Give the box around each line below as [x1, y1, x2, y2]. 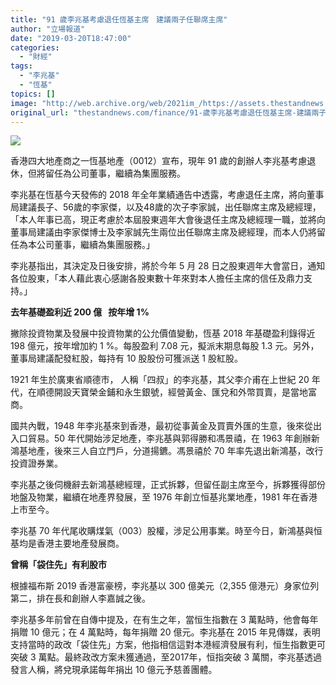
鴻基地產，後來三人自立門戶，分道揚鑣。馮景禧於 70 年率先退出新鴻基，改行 [10, 445, 324, 457]
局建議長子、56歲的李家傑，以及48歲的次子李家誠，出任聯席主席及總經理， [10, 201, 322, 213]
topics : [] [10, 89, 56, 99]
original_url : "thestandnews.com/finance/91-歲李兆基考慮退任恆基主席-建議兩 [10, 107, 320, 118]
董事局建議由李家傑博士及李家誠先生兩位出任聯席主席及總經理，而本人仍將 [10, 226, 317, 238]
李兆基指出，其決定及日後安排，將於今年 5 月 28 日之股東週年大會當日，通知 [10, 260, 326, 272]
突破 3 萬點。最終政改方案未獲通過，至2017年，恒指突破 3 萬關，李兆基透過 [10, 651, 323, 663]
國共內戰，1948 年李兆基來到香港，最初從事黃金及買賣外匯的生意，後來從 [10, 420, 314, 432]
